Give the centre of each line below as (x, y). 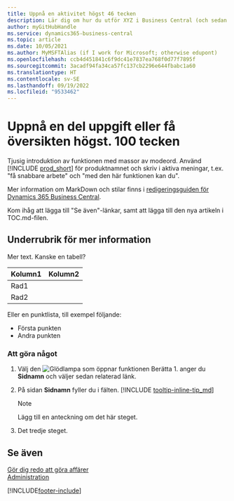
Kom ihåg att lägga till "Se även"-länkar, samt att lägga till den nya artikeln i (116, 210)
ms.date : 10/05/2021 (37, 46)
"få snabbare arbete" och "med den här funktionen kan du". (94, 176)
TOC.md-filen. (28, 218)
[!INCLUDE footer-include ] (44, 490)
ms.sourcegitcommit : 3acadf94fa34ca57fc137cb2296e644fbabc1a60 (102, 66)
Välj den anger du (111, 369)
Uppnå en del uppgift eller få (91, 126)
